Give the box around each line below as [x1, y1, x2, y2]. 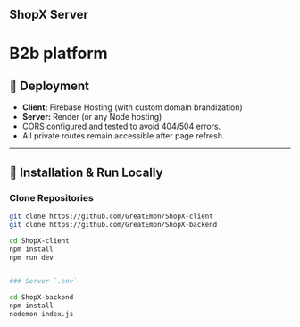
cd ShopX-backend [9, 293, 74, 302]
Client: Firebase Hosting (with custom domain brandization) [21, 102, 243, 113]
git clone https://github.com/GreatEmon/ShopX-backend [9, 220, 218, 229]
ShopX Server [9, 7, 89, 22]
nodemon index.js [9, 310, 74, 319]
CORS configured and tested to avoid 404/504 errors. [21, 121, 221, 132]
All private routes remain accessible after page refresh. [21, 130, 225, 141]
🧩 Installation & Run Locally [9, 164, 163, 180]
